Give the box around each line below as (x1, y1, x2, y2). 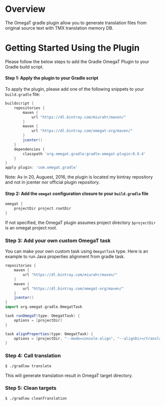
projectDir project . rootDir (14, 206, 71, 211)
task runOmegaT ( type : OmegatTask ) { (5, 313, 80, 319)
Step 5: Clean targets (5, 385, 56, 392)
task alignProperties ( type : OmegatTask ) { (5, 332, 93, 336)
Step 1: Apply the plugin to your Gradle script (5, 75, 99, 81)
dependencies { (14, 147, 45, 151)
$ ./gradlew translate (5, 364, 52, 369)
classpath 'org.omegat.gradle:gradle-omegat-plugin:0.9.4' (23, 151, 146, 156)
